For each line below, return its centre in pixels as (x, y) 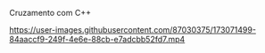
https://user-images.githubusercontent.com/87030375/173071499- (133, 30)
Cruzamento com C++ (50, 13)
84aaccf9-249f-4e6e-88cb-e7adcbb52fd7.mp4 (97, 39)
